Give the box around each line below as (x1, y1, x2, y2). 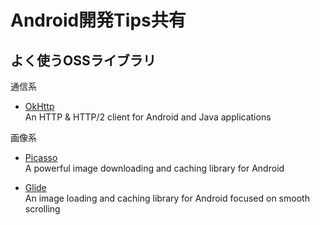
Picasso (24, 152, 58, 163)
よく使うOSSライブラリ (10, 52, 157, 69)
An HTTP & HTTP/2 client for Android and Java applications (24, 111, 272, 123)
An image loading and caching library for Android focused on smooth (24, 192, 310, 204)
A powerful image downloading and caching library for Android (24, 162, 285, 174)
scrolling (24, 203, 61, 215)
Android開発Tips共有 (10, 9, 187, 32)
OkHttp (24, 101, 55, 112)
